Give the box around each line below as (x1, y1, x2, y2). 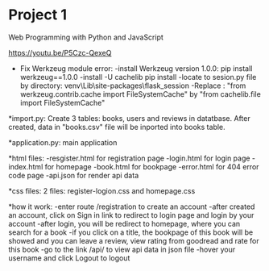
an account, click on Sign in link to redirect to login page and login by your (8, 210, 255, 219)
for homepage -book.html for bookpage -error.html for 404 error (44, 161, 259, 171)
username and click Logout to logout (8, 252, 130, 263)
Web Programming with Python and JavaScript (8, 32, 163, 42)
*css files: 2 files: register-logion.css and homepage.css (8, 186, 196, 195)
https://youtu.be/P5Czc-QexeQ (8, 48, 112, 57)
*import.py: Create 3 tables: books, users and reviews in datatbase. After (8, 113, 251, 123)
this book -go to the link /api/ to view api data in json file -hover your (8, 244, 236, 254)
